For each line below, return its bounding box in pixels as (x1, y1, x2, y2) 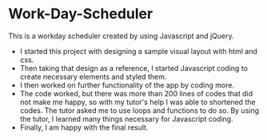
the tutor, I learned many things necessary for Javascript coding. (19, 114, 233, 123)
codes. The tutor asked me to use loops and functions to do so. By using (19, 105, 260, 115)
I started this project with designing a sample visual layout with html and (19, 46, 257, 56)
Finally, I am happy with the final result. (19, 122, 149, 132)
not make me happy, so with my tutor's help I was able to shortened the (19, 97, 256, 107)
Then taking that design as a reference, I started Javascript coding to (19, 63, 248, 72)
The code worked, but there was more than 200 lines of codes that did (19, 88, 253, 98)
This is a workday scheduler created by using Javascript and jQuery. (8, 31, 234, 41)
